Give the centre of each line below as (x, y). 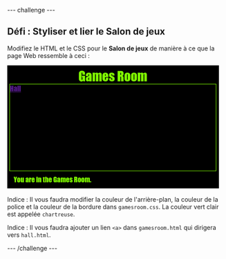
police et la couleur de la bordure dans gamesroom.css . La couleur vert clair (113, 207)
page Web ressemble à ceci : (48, 55)
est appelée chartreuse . (41, 214)
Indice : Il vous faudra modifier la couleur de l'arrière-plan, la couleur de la (113, 199)
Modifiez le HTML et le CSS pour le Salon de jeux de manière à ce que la (111, 48)
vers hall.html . (29, 235)
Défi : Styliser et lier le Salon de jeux (86, 31)
